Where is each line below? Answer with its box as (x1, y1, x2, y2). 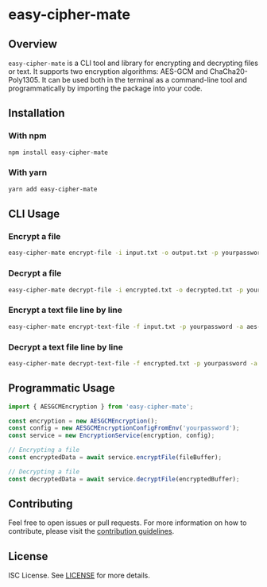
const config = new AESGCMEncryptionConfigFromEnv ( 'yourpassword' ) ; (8, 424, 240, 432)
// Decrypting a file (8, 467, 80, 476)
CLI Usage (8, 207, 60, 221)
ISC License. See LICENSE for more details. (8, 570, 151, 581)
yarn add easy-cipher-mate (8, 185, 98, 193)
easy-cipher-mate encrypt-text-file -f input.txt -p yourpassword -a (8, 322, 244, 330)
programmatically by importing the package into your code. (8, 83, 203, 93)
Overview (8, 37, 58, 51)
